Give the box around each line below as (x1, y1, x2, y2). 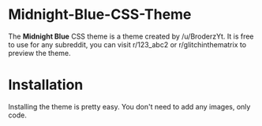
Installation (8, 76, 84, 94)
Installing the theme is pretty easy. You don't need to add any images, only (8, 102, 251, 111)
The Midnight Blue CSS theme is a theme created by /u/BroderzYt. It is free (8, 31, 254, 41)
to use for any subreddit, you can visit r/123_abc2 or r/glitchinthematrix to (8, 39, 247, 49)
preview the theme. (8, 48, 71, 57)
